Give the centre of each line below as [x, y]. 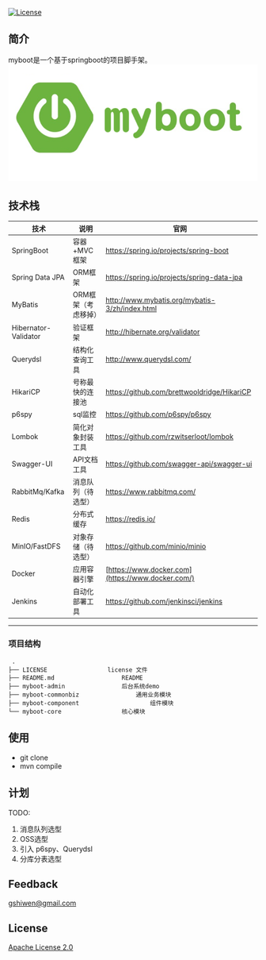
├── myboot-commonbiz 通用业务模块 [90, 695]
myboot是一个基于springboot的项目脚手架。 [80, 60]
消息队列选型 [40, 829]
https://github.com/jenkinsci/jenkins [164, 601]
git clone [34, 758]
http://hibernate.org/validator [153, 332]
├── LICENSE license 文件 [78, 670]
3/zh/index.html [131, 309]
